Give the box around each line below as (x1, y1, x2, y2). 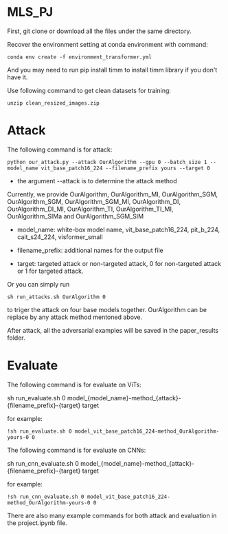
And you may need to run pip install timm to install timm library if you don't (7, 65, 218, 74)
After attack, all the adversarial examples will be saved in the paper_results (7, 326, 218, 334)
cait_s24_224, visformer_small (16, 232, 103, 241)
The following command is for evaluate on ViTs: (7, 380, 142, 389)
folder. (7, 333, 25, 342)
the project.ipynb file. (7, 518, 67, 527)
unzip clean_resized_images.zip (7, 99, 100, 107)
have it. (7, 73, 28, 81)
